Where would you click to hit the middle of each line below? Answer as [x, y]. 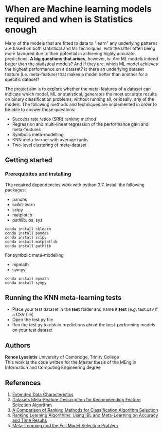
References [23, 383]
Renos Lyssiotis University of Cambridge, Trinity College [62, 357]
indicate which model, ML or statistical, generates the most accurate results [81, 94]
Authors [18, 345]
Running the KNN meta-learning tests [63, 298]
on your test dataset [32, 330]
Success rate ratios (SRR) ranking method [54, 119]
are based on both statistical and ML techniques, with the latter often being [80, 48]
